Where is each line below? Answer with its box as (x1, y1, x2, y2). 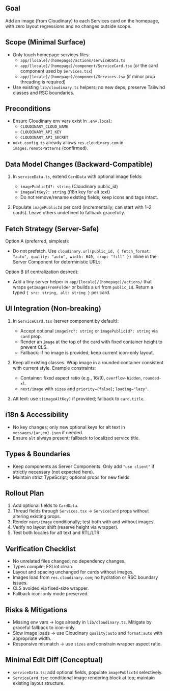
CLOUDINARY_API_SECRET (20, 135, 69, 140)
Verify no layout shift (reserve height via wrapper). (12, 524, 119, 530)
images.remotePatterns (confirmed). (12, 145, 88, 151)
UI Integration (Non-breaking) (5, 304, 102, 313)
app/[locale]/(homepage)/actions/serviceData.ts (20, 58, 126, 63)
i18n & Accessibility (5, 410, 69, 419)
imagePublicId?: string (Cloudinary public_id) (20, 184, 118, 190)
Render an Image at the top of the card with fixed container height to (20, 339, 163, 345)
